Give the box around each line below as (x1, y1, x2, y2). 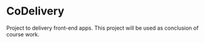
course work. (6, 30, 40, 38)
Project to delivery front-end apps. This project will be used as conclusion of (6, 24, 199, 31)
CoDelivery (6, 4, 65, 18)
